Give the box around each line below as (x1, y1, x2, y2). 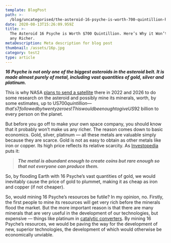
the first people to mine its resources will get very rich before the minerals (5, 199, 160, 205)
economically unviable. (5, 232, 54, 238)
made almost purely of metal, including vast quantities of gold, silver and (5, 74, 164, 80)
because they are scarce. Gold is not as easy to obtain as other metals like (5, 137, 161, 143)
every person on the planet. (5, 111, 64, 117)
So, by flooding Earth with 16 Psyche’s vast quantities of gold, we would (5, 173, 156, 179)
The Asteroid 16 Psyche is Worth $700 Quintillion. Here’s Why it (10, 31, 154, 36)
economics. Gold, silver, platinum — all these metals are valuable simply (5, 132, 156, 138)
